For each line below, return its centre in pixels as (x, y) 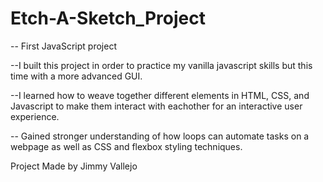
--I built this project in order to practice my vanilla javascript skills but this (161, 65)
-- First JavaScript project (63, 46)
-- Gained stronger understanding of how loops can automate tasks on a (160, 136)
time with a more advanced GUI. (76, 76)
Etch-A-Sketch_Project (108, 18)
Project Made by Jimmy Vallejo (74, 166)
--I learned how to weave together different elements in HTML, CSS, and (160, 95)
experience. (35, 116)
